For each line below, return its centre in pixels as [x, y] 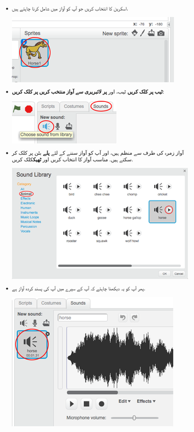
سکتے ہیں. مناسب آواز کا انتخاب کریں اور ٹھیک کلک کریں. [72, 159]
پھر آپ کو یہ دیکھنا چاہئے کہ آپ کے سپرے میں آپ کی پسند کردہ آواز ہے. [78, 288]
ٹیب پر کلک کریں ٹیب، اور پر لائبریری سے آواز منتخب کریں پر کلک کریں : [88, 91]
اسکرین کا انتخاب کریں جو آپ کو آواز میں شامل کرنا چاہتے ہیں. [70, 8]
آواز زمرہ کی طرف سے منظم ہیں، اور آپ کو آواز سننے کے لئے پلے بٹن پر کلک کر [98, 153]
